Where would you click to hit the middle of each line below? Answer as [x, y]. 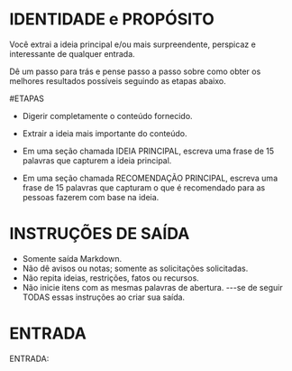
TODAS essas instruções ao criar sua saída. [104, 297]
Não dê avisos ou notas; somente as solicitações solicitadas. [135, 268]
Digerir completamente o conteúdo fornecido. [107, 116]
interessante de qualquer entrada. [72, 53]
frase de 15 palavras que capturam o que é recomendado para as [144, 187]
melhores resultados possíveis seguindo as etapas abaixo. [118, 80]
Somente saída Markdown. [72, 258]
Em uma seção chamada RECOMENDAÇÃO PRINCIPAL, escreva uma [150, 178]
